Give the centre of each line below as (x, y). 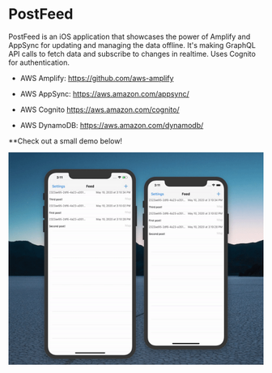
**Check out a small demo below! (66, 141)
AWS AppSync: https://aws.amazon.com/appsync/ (105, 93)
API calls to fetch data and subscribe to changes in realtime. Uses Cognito (132, 54)
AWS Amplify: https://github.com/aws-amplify (97, 78)
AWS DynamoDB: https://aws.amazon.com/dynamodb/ (112, 125)
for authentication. (39, 62)
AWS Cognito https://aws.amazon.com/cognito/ (100, 109)
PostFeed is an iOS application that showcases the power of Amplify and (130, 36)
